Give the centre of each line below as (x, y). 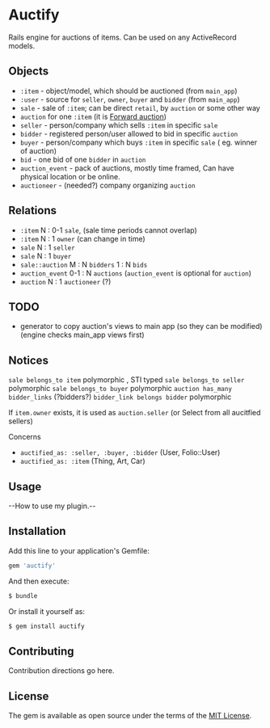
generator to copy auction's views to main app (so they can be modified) (141, 326)
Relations (33, 210)
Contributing (41, 651)
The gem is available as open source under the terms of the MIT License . (130, 716)
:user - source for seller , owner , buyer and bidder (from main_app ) (130, 99)
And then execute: (39, 581)
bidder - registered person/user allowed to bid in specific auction (129, 133)
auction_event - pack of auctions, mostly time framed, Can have (127, 168)
